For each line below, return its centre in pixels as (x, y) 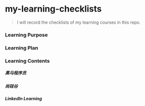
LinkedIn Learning (24, 99)
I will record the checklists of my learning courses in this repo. (79, 22)
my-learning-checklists (53, 9)
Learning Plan (22, 48)
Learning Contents (27, 61)
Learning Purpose (27, 35)
